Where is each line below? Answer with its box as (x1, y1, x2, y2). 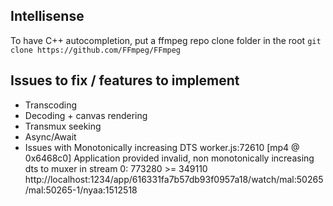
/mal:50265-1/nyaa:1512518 (24, 184, 138, 196)
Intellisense (10, 8, 85, 25)
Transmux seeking (24, 120, 102, 132)
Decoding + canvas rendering (24, 109, 148, 121)
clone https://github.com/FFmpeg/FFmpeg (10, 45, 182, 55)
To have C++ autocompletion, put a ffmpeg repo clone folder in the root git (10, 34, 322, 46)
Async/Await (24, 130, 77, 143)
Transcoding (24, 99, 78, 111)
